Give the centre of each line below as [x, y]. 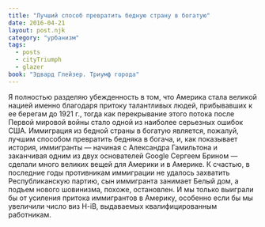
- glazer [30, 67]
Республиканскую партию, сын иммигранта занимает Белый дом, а [123, 181]
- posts [28, 52]
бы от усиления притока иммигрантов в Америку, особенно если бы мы [131, 198]
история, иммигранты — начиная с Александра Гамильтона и [113, 147]
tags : [17, 45]
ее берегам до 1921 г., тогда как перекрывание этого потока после [121, 114]
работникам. [30, 214]
